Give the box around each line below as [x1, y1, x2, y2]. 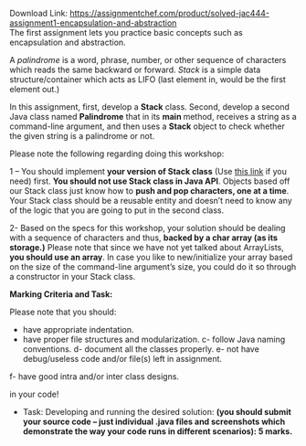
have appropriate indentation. [22, 324, 134, 334]
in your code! [9, 388, 59, 399]
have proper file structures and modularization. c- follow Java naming [22, 334, 286, 345]
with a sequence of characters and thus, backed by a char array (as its [9, 232, 279, 243]
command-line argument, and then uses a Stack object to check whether [9, 121, 285, 132]
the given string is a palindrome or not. [9, 131, 155, 141]
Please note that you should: [9, 306, 117, 317]
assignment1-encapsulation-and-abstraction [9, 17, 177, 28]
